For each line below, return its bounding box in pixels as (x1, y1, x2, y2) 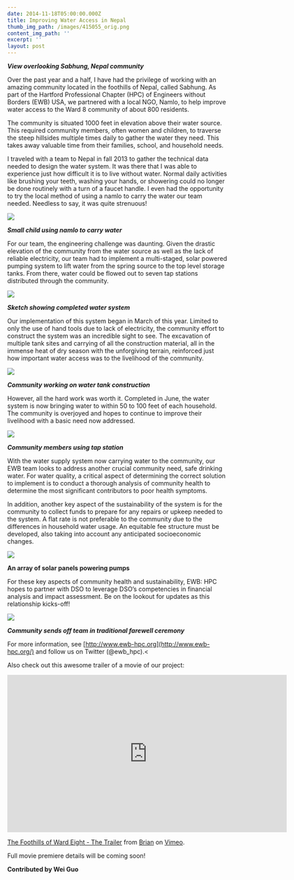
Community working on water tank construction (7, 381, 150, 389)
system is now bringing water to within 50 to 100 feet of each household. (7, 402, 217, 410)
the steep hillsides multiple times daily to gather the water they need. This (7, 134, 220, 142)
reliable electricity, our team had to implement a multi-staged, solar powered (7, 255, 228, 262)
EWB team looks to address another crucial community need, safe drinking (7, 464, 223, 472)
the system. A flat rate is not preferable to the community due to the (7, 515, 203, 523)
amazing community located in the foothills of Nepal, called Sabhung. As (7, 83, 216, 91)
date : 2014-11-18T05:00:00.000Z (7, 10, 101, 17)
